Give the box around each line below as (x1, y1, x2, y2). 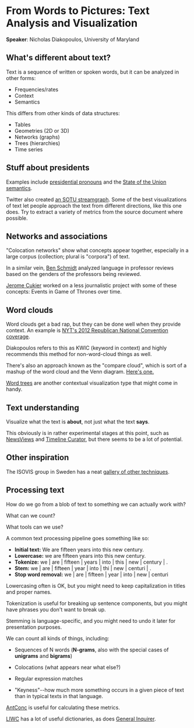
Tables (14, 121, 31, 128)
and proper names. (6, 588, 52, 595)
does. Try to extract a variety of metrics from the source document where (6, 208, 184, 215)
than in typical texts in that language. (14, 692, 104, 699)
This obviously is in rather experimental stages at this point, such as (6, 430, 169, 436)
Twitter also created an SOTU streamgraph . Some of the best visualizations (6, 196, 187, 203)
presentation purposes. (6, 623, 62, 630)
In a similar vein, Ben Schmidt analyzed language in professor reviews (6, 264, 174, 271)
